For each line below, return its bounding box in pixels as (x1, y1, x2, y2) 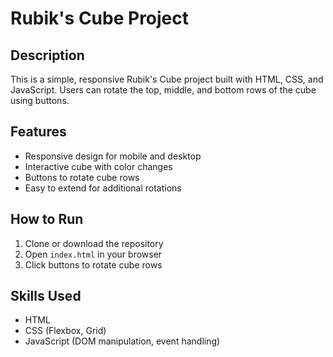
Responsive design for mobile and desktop (24, 150, 202, 162)
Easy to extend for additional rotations (24, 182, 182, 194)
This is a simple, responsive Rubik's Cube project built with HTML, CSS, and (10, 73, 324, 85)
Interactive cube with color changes (24, 160, 173, 172)
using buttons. (10, 95, 70, 106)
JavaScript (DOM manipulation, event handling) (24, 335, 221, 347)
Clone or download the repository (24, 237, 164, 249)
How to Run (10, 211, 84, 228)
